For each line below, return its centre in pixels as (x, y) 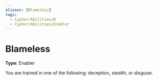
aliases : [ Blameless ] (28, 10)
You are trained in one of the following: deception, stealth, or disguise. (79, 73)
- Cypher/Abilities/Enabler (40, 24)
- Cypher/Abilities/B (33, 19)
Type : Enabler (20, 63)
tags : (11, 15)
